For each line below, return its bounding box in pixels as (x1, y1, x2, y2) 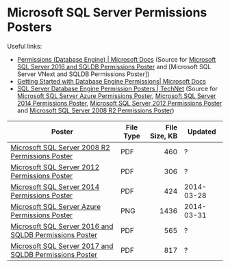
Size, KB (149, 131, 178, 141)
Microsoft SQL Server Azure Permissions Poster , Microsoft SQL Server (16, 91, 216, 100)
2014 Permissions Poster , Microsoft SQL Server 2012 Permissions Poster (16, 99, 222, 107)
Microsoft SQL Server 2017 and (10, 241, 114, 251)
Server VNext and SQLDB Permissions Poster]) (16, 70, 150, 78)
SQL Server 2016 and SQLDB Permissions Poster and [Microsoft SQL (16, 62, 212, 71)
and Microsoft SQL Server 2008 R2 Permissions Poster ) (16, 106, 175, 114)
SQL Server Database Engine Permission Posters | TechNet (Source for (16, 84, 218, 93)
